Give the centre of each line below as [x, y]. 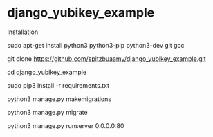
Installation [23, 32]
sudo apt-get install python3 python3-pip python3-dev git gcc [96, 45]
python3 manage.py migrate [47, 112]
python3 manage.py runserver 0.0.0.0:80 [66, 125]
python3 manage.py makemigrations [59, 99]
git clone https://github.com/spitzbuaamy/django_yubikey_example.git [106, 58]
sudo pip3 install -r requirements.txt [58, 85]
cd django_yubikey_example [47, 72]
